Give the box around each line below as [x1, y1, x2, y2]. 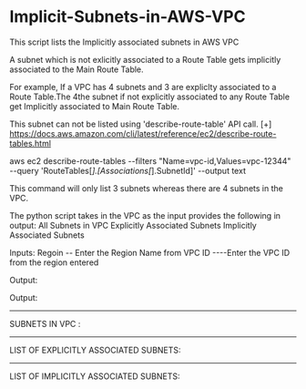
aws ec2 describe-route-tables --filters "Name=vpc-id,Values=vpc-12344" [9, 155, 291, 166]
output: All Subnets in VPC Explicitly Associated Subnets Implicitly [9, 220, 257, 230]
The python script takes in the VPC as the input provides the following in [9, 210, 280, 220]
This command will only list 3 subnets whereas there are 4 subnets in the [9, 182, 284, 193]
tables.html [9, 138, 52, 148]
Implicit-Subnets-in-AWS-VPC [9, 6, 246, 27]
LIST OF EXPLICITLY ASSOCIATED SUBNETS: [9, 344, 181, 355]
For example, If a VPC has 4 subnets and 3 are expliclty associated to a [9, 81, 277, 92]
